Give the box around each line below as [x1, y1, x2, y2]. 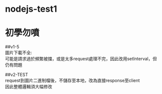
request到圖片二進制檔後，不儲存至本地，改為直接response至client [5, 77, 140, 84]
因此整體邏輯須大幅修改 [5, 84, 52, 90]
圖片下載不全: [5, 50, 33, 56]
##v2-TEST [5, 72, 28, 78]
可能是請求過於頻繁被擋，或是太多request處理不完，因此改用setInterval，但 [5, 56, 157, 62]
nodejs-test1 [5, 3, 57, 15]
